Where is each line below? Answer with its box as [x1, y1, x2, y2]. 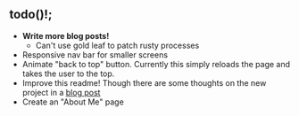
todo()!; [9, 7, 53, 22]
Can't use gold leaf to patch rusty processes [35, 40, 200, 50]
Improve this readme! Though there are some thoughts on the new [21, 77, 267, 88]
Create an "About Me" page [21, 97, 125, 107]
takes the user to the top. [21, 68, 115, 79]
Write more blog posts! [21, 30, 110, 41]
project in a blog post [21, 87, 101, 97]
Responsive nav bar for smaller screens [21, 49, 168, 60]
